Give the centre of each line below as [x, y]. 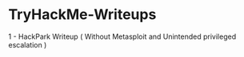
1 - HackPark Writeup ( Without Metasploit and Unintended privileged [122, 36]
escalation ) [28, 44]
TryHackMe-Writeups [82, 15]
